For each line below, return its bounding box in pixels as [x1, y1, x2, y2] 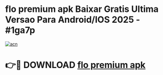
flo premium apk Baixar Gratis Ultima [5, 3, 159, 15]
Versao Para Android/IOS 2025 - [5, 14, 140, 25]
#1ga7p [5, 25, 36, 36]
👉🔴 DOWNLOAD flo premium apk [5, 60, 146, 71]
